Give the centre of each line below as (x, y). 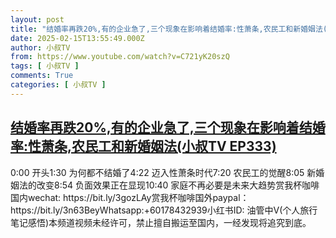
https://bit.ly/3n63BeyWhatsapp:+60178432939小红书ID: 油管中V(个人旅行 (164, 210)
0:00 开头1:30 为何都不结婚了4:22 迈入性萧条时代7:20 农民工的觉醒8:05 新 (163, 172)
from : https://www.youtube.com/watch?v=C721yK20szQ (120, 57)
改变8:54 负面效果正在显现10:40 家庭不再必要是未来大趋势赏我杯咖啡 (178, 185)
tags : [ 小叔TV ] (45, 66)
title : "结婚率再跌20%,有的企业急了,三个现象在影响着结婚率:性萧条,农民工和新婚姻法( (169, 29)
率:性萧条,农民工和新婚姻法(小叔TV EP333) (143, 146)
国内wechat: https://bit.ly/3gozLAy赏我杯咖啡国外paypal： (130, 197)
